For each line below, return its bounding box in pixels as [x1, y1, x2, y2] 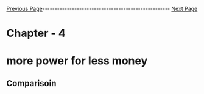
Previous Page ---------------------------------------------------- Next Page [6, 5, 198, 12]
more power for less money [6, 54, 148, 68]
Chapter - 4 [6, 27, 66, 40]
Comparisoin [6, 78, 57, 89]
